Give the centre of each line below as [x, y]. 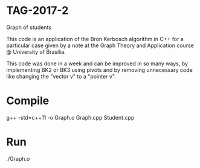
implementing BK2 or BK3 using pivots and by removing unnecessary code [100, 69]
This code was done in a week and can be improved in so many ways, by [97, 63]
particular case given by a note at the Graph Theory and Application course [100, 45]
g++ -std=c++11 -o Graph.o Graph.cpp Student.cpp [70, 117]
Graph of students [29, 27]
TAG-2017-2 [37, 11]
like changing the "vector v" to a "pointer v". [61, 76]
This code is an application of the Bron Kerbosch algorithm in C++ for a [95, 39]
